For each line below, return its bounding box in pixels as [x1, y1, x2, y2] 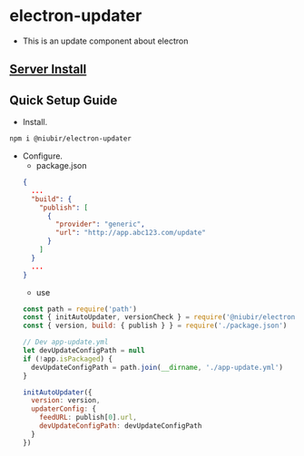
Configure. [22, 150, 64, 161]
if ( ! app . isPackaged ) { [22, 354, 113, 364]
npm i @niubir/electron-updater [9, 134, 132, 143]
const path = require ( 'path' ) [22, 305, 138, 314]
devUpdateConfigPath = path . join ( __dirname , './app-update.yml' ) [31, 363, 284, 372]
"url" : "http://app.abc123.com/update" [55, 228, 206, 238]
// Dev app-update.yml [22, 337, 109, 347]
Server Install [9, 62, 87, 77]
